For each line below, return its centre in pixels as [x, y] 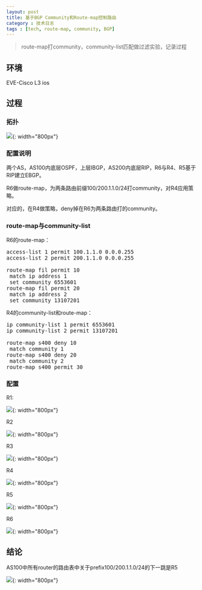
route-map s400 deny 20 [41, 355]
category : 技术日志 [30, 23]
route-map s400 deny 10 [41, 343]
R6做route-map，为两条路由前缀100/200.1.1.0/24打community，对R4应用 [97, 188]
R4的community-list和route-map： [49, 313]
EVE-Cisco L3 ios [28, 83]
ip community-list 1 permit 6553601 [60, 325]
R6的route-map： [28, 240]
